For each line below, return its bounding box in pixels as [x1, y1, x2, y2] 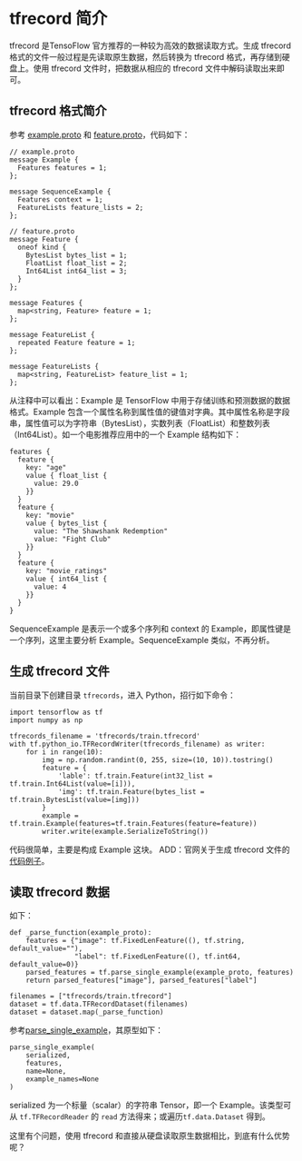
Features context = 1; [17, 194, 103, 204]
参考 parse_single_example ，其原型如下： [9, 1025, 164, 1036]
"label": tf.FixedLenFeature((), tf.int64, [73, 952, 242, 961]
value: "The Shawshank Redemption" [33, 526, 169, 536]
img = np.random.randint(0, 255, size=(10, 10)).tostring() [42, 755, 274, 764]
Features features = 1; [17, 163, 107, 173]
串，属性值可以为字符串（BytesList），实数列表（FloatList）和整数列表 [9, 417, 270, 428]
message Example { [9, 155, 79, 164]
